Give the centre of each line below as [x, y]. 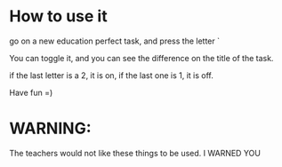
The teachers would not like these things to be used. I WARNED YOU [135, 153]
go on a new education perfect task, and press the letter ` [115, 41]
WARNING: [50, 128]
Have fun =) [31, 92]
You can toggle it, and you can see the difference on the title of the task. [141, 58]
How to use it [59, 16]
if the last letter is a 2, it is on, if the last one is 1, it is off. [111, 75]
